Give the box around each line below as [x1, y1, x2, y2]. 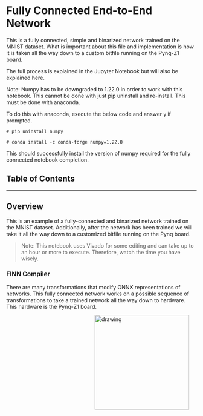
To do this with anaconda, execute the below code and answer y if [6, 110, 171, 117]
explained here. [6, 74, 45, 81]
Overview [6, 201, 44, 212]
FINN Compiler [6, 270, 50, 279]
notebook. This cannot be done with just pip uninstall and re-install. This [6, 92, 186, 99]
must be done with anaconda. [6, 98, 80, 106]
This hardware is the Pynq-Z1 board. [6, 303, 97, 310]
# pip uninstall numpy [6, 128, 63, 134]
